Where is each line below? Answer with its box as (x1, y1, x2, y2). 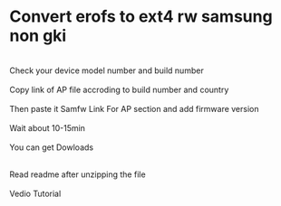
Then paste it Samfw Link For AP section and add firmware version (9, 103, 260, 114)
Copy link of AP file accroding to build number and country (9, 84, 229, 95)
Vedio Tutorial (9, 188, 62, 199)
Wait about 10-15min (9, 122, 86, 133)
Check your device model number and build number (9, 65, 204, 76)
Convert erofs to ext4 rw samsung (9, 6, 274, 27)
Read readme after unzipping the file (9, 169, 147, 180)
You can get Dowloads (9, 142, 93, 153)
